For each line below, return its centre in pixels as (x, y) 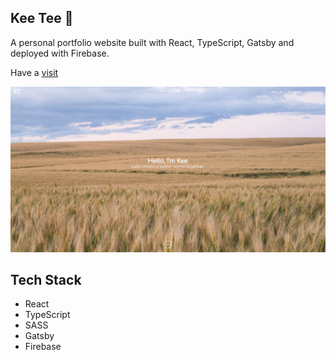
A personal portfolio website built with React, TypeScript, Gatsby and (152, 42)
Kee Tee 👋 (42, 18)
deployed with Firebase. (60, 53)
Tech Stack (46, 280)
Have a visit (34, 72)
